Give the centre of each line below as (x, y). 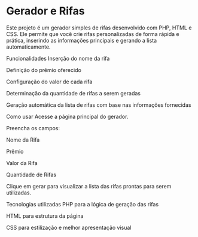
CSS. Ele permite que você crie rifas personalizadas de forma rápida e (93, 34)
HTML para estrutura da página (45, 216)
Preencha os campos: (33, 128)
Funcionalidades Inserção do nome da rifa (58, 58)
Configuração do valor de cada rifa (49, 82)
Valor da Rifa (22, 163)
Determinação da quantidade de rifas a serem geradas (73, 93)
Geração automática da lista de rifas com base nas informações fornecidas (99, 105)
